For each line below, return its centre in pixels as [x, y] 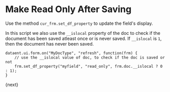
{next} [12, 84]
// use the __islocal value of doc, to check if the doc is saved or [90, 57]
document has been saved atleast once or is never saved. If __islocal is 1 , [83, 38]
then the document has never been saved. [50, 43]
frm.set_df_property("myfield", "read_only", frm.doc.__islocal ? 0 [89, 66]
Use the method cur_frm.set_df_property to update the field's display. [79, 23]
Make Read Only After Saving [68, 9]
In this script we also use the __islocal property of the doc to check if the [83, 33]
